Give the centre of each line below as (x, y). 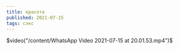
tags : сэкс (20, 23)
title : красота (26, 12)
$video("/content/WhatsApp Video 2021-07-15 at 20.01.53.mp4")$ (90, 41)
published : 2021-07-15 (35, 18)
